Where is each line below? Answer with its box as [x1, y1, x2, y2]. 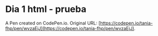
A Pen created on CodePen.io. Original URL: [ [5, 20, 100, 26]
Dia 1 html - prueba [5, 3, 87, 15]
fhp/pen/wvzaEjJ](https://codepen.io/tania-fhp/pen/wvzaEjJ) [5, 25, 134, 31]
